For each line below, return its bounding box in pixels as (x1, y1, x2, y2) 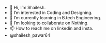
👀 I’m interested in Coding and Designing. (9, 10, 93, 15)
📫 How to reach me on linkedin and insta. (9, 26, 93, 31)
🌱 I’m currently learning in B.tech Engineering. (9, 15, 102, 20)
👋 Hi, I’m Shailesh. (9, 5, 46, 10)
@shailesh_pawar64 (9, 32, 51, 38)
